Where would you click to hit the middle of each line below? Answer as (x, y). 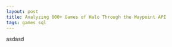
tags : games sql (26, 22)
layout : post (22, 11)
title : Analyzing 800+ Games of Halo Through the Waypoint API (86, 17)
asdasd (15, 39)
